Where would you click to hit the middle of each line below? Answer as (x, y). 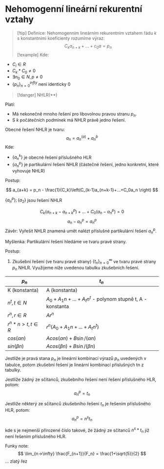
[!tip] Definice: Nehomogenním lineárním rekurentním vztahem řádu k (87, 33)
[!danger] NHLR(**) (37, 95)
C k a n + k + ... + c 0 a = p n (88, 46)
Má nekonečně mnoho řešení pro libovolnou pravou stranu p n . (74, 114)
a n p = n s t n (82, 419)
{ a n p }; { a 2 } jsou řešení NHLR (34, 200)
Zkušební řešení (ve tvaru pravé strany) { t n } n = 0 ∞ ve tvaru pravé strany (84, 261)
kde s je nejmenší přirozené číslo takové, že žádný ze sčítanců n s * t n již (77, 430)
